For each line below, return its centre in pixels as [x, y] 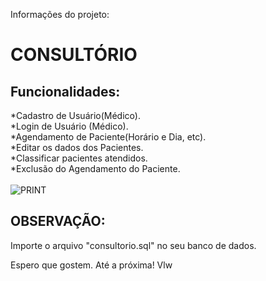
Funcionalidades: [65, 91]
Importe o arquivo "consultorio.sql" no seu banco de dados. [133, 245]
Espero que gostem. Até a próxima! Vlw [91, 265]
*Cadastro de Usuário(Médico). [75, 115]
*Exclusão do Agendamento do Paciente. [95, 168]
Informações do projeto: [60, 14]
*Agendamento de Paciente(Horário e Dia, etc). [108, 137]
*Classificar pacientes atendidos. [79, 158]
